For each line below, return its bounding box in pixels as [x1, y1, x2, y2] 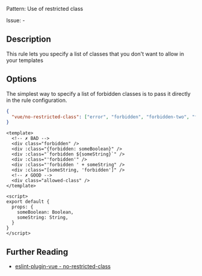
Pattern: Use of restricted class [6, 5, 84, 12]
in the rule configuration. [6, 96, 67, 104]
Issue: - [6, 17, 25, 24]
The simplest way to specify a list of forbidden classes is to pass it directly [6, 90, 191, 97]
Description [6, 34, 51, 45]
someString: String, [17, 215, 69, 221]
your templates [6, 57, 44, 64]
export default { [6, 199, 50, 205]
